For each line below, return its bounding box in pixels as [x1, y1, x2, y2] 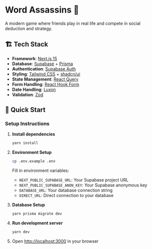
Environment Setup [12, 149, 52, 155]
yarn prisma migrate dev [12, 211, 62, 216]
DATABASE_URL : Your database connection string [19, 187, 113, 193]
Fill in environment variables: [12, 167, 69, 174]
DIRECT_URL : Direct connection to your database [19, 193, 114, 199]
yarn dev [12, 230, 30, 234]
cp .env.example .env [12, 159, 55, 164]
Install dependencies [12, 131, 55, 137]
